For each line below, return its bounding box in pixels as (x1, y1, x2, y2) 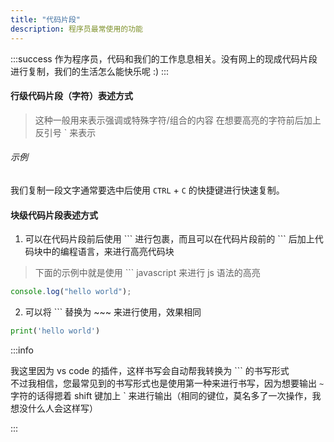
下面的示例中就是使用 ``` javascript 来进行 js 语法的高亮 (34, 267, 261, 279)
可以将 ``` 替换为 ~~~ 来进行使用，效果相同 (24, 306, 202, 318)
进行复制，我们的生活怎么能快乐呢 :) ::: (10, 65, 170, 77)
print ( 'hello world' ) (10, 326, 101, 336)
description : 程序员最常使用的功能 (10, 24, 143, 34)
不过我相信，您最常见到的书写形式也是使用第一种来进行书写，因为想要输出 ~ (10, 377, 325, 389)
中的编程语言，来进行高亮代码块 (42, 246, 175, 258)
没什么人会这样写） (18, 402, 98, 414)
